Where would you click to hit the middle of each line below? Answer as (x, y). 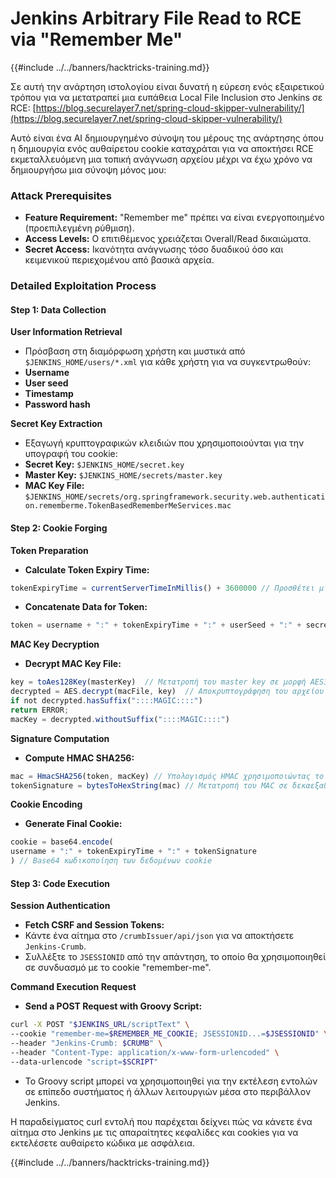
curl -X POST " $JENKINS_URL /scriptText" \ (100, 1025)
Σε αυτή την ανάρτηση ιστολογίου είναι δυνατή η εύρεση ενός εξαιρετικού (167, 86)
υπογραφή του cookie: (71, 454)
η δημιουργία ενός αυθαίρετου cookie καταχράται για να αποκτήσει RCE (162, 148)
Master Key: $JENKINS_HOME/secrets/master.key (123, 475)
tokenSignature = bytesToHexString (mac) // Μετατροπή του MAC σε (149, 785)
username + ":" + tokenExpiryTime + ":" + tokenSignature (133, 852)
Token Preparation (49, 550)
